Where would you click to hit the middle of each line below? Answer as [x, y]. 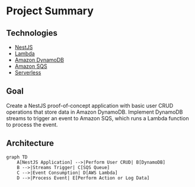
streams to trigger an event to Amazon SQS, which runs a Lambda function [97, 118]
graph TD [17, 157]
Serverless [28, 72]
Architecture [30, 143]
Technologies [32, 33]
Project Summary [50, 11]
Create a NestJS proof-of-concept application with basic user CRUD [90, 105]
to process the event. [32, 124]
